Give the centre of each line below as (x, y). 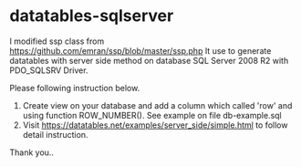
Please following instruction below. (75, 88)
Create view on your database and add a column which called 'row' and (157, 105)
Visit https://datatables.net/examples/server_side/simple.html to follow (155, 125)
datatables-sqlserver (92, 16)
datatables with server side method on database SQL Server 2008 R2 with (149, 60)
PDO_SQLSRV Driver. (49, 70)
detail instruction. (55, 134)
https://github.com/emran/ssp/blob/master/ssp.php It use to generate (140, 50)
